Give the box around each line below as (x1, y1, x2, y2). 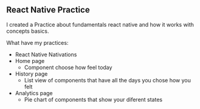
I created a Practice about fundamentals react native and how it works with (6, 21, 195, 28)
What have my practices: (6, 39, 69, 46)
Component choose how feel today (24, 64, 112, 71)
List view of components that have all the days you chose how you (24, 76, 191, 84)
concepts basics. (6, 27, 49, 35)
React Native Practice (6, 5, 90, 15)
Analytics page (15, 89, 53, 96)
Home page (15, 57, 45, 64)
